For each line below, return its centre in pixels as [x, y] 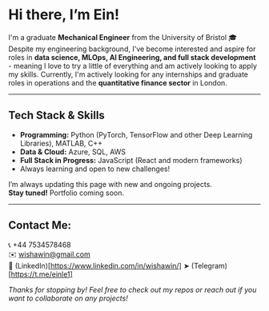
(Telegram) [209, 265]
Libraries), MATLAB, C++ [61, 143]
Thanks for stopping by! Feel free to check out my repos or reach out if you [132, 289]
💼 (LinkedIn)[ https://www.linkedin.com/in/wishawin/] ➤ [99, 265]
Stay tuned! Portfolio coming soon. [66, 193]
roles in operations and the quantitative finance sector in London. [118, 82]
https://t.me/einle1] [42, 274]
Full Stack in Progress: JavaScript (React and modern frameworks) [131, 160]
